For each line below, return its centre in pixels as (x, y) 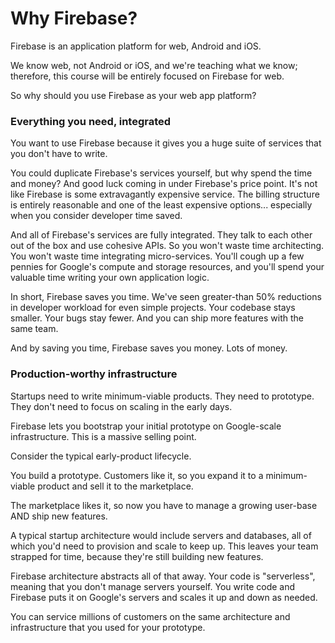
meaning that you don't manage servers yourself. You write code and (153, 586)
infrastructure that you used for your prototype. (108, 627)
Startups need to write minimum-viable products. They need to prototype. (162, 396)
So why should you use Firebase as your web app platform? (133, 95)
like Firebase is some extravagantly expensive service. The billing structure (165, 194)
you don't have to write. (59, 154)
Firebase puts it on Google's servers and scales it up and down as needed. (164, 597)
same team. (34, 329)
